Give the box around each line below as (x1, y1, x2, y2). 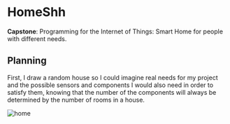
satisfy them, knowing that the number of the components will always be (7, 88, 217, 96)
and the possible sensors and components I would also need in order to (7, 81, 214, 89)
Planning (7, 55, 47, 67)
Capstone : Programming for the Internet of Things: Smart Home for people (7, 27, 224, 36)
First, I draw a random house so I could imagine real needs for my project (7, 73, 218, 82)
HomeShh (7, 4, 66, 20)
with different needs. (7, 34, 67, 42)
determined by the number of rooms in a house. (7, 95, 145, 104)
